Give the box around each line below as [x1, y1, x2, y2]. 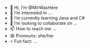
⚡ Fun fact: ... [9, 38, 37, 44]
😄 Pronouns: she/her [9, 33, 54, 39]
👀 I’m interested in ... [9, 10, 52, 16]
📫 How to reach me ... [9, 26, 56, 31]
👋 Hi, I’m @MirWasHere [9, 5, 58, 10]
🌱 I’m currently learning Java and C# [9, 15, 85, 21]
